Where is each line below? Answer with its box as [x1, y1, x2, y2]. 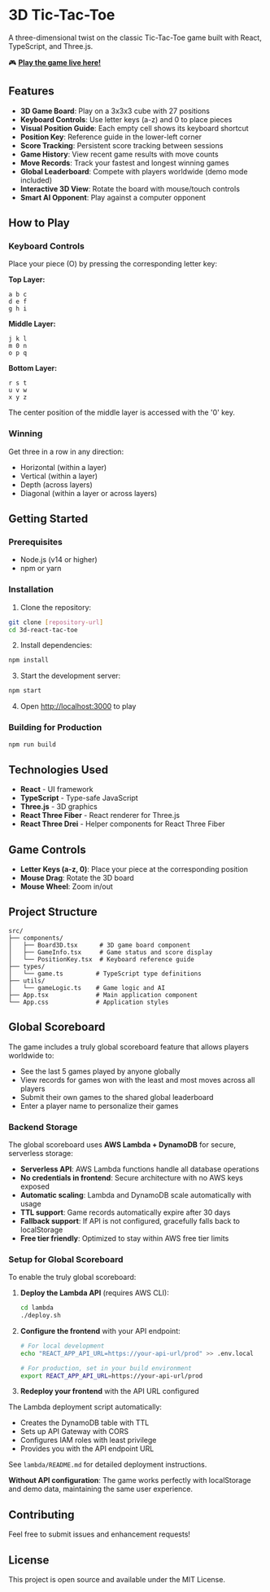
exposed [20, 1181, 50, 1191]
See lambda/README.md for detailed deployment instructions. [8, 1460, 207, 1470]
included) [20, 175, 53, 185]
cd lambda [20, 1304, 54, 1313]
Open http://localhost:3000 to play [20, 701, 137, 711]
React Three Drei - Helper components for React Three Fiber [20, 819, 225, 829]
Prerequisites [8, 536, 63, 548]
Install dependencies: [20, 640, 93, 650]
